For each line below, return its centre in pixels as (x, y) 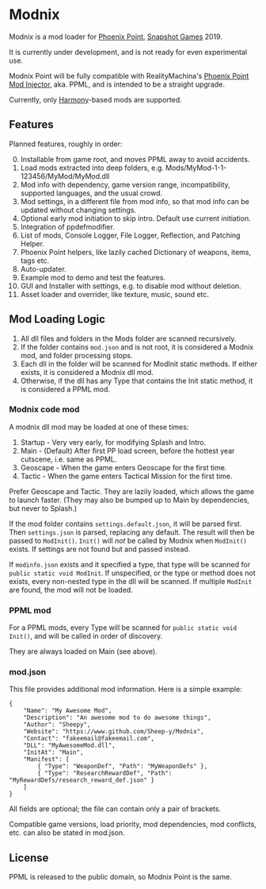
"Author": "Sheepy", (57, 725)
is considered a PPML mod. (65, 389)
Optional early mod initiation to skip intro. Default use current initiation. (136, 218)
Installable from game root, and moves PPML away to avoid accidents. (135, 159)
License (29, 858)
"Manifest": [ (46, 760)
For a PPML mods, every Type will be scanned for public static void (123, 628)
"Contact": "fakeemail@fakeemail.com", (89, 739)
